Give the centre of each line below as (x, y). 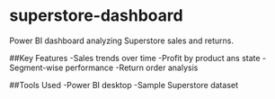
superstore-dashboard (96, 16)
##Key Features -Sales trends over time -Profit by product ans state (135, 58)
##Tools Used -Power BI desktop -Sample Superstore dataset (124, 85)
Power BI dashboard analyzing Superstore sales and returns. (121, 40)
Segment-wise (36, 67)
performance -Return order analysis (132, 67)
